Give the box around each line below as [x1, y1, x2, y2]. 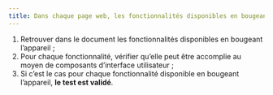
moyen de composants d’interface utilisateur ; [19, 60, 175, 70]
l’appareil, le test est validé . [19, 77, 114, 87]
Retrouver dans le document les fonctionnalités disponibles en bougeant [19, 34, 263, 44]
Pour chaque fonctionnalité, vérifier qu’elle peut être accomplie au [19, 51, 242, 61]
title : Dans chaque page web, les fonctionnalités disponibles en [8, 11, 238, 20]
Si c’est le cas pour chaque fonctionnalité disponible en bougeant [19, 68, 240, 78]
